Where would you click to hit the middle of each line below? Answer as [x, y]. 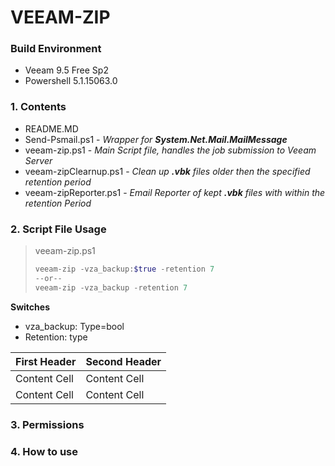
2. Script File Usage [58, 229]
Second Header [123, 361]
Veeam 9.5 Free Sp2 [66, 70]
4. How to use [44, 451]
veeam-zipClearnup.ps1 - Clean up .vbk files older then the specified [167, 171]
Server [38, 160]
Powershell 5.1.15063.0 [71, 81]
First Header [46, 361]
